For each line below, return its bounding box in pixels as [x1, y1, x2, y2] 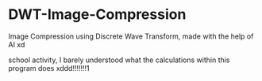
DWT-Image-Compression [8, 6, 187, 24]
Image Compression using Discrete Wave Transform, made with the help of [8, 31, 254, 41]
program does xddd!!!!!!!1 [8, 63, 90, 72]
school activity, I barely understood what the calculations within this [8, 55, 230, 64]
